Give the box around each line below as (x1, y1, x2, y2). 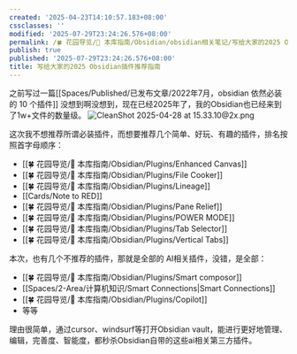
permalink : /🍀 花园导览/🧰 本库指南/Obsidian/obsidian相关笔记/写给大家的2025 (9, 37, 281, 47)
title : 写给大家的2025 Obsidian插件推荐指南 (9, 63, 161, 72)
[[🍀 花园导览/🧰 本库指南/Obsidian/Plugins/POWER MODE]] (21, 212, 235, 222)
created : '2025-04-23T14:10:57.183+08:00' (9, 12, 168, 22)
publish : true (9, 46, 62, 55)
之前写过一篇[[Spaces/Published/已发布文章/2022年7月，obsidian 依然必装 (9, 88, 283, 98)
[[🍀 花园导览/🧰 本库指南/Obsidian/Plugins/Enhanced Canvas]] (21, 158, 247, 169)
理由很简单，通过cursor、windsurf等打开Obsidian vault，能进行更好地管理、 (9, 324, 287, 335)
